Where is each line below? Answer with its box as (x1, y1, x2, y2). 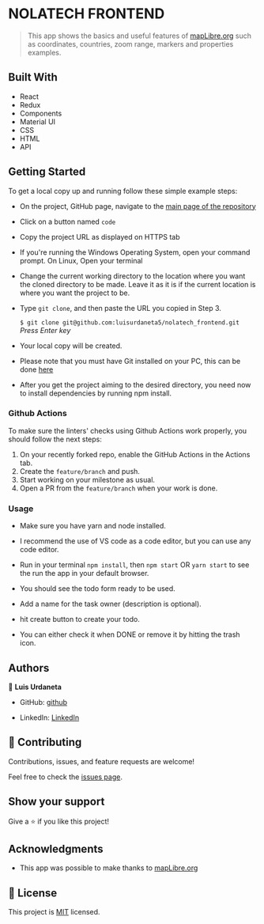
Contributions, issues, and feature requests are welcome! (8, 756, 195, 766)
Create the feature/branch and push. (19, 466, 141, 475)
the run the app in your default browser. (19, 569, 149, 578)
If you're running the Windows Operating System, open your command (19, 247, 251, 257)
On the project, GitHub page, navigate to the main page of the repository (19, 201, 257, 210)
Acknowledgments (8, 842, 104, 855)
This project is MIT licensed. (8, 907, 100, 917)
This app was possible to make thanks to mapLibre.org (19, 863, 198, 873)
